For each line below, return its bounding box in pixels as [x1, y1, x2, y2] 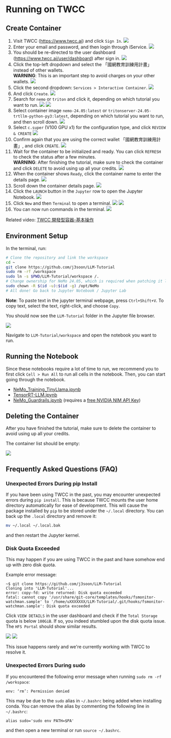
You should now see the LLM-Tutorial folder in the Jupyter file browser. [6, 313, 155, 319]
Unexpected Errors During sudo [6, 662, 86, 669]
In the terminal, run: [6, 245, 47, 251]
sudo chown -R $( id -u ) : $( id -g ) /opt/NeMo [6, 284, 99, 289]
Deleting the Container [6, 412, 79, 420]
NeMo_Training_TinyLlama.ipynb [13, 386, 81, 392]
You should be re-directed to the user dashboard [13, 49, 116, 55]
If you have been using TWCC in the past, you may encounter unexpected [6, 491, 161, 498]
